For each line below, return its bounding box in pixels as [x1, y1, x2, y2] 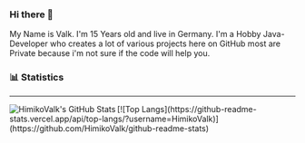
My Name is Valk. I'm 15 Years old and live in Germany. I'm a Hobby [9, 29, 261, 40]
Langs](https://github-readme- [141, 103, 257, 114]
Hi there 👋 [9, 8, 54, 21]
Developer [9, 38, 48, 49]
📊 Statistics [9, 71, 64, 84]
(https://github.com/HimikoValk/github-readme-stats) [9, 122, 210, 134]
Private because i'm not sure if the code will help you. [9, 48, 211, 59]
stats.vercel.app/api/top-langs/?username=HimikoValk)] [9, 113, 220, 124]
